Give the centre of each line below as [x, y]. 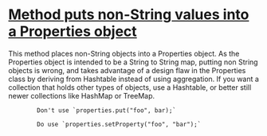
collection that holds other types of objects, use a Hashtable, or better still [130, 87]
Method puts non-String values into [129, 15]
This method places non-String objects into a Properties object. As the [124, 53]
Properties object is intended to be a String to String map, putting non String [133, 62]
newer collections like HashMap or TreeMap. [82, 95]
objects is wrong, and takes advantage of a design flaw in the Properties [127, 70]
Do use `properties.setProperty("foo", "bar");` [119, 124]
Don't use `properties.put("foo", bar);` [107, 110]
